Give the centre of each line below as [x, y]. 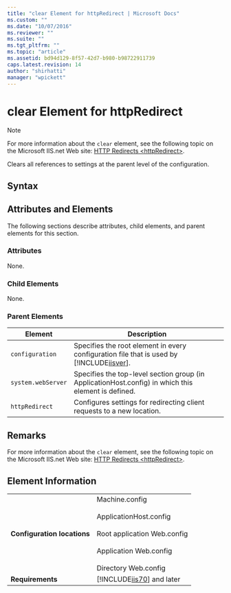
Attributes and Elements [60, 209]
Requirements [34, 579]
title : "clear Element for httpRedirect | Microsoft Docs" [93, 13]
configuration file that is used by [125, 355]
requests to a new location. [117, 411]
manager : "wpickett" [37, 77]
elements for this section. [43, 233]
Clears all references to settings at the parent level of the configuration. [108, 164]
